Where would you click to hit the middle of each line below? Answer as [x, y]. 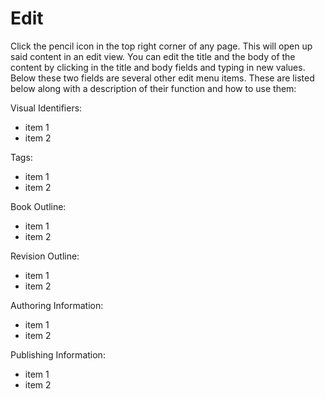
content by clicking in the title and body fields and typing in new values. [158, 67]
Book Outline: [38, 206]
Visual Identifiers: [46, 108]
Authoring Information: [57, 305]
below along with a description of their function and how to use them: [153, 88]
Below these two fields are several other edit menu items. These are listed [162, 78]
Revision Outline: [45, 256]
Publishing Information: [58, 354]
